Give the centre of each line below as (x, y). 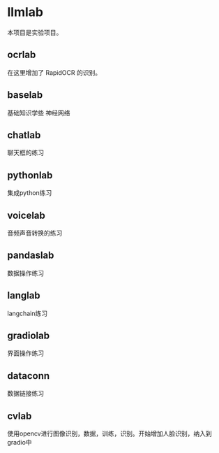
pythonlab (30, 175)
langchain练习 (27, 313)
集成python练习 (30, 193)
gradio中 (20, 443)
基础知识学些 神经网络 (39, 113)
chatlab (24, 135)
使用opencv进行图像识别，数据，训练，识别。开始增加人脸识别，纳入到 (109, 433)
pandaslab (31, 256)
